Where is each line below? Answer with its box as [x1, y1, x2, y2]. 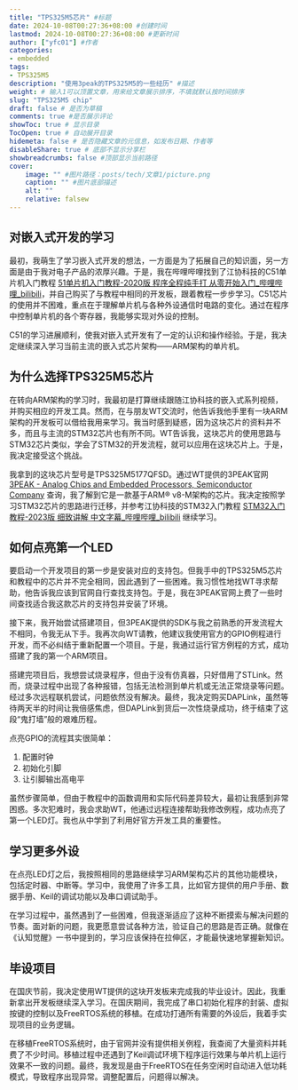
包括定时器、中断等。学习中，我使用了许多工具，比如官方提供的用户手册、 [9, 880, 281, 891]
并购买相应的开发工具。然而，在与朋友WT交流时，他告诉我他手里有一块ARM [9, 405, 288, 416]
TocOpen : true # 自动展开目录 [9, 129, 113, 138]
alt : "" [25, 187, 53, 195]
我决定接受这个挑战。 [9, 450, 87, 460]
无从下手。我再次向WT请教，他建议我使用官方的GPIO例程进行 [55, 628, 282, 640]
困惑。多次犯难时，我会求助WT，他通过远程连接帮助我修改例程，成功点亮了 [9, 804, 286, 815]
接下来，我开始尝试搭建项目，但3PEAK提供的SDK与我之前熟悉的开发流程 [9, 617, 276, 628]
